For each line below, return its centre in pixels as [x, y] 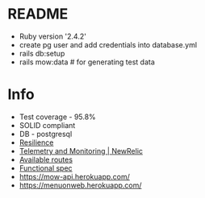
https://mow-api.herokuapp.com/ [75, 176]
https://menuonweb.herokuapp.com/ [80, 185]
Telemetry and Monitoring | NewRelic [81, 151]
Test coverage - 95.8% [57, 117]
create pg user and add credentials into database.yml [108, 44]
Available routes [46, 159]
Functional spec [46, 168]
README [38, 14]
